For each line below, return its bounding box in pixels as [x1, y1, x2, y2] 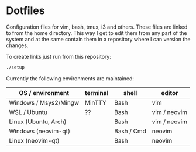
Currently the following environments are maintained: [6, 75, 135, 82]
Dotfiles [6, 4, 45, 17]
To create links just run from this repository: [6, 53, 111, 60]
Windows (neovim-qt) [9, 127, 70, 135]
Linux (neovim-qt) [9, 136, 60, 144]
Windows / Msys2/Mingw [9, 98, 80, 107]
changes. [6, 42, 29, 49]
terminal [84, 89, 109, 97]
